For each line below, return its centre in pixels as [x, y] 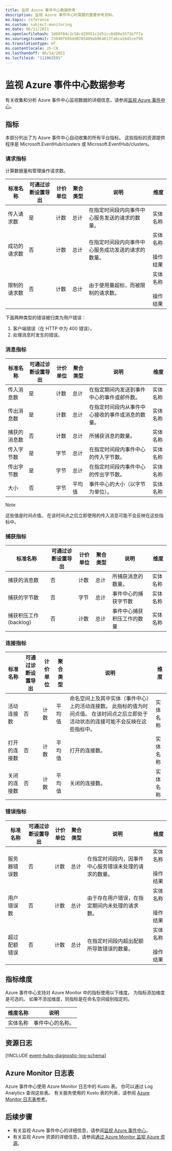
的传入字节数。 [107, 457]
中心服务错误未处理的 [113, 866]
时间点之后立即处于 [125, 714]
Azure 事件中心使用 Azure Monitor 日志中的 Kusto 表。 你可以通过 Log [79, 1086]
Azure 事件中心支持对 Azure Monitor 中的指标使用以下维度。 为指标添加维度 [85, 993]
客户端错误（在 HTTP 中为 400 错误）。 [53, 328]
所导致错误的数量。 [110, 948]
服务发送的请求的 [114, 218]
